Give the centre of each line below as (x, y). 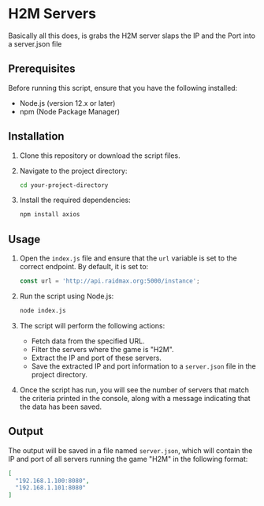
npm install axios (50, 215)
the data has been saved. (61, 407)
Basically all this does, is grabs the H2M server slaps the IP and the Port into (132, 36)
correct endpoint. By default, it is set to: (84, 267)
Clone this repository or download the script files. (100, 156)
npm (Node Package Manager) (70, 111)
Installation (36, 136)
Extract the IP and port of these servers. (96, 358)
